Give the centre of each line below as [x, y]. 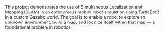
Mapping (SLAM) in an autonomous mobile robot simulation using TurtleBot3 [82, 12]
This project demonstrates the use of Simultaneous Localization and [74, 7]
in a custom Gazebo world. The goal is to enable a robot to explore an [75, 17]
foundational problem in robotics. [38, 27]
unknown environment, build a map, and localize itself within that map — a [80, 22]
